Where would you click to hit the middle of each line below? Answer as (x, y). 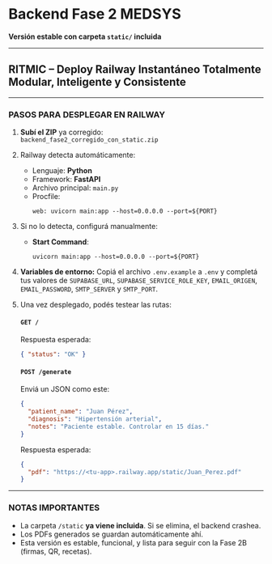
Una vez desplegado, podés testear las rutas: (96, 305)
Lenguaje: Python (62, 171)
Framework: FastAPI (66, 180)
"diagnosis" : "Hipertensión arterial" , (95, 419)
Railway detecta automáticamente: (78, 155)
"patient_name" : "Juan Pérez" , (81, 412)
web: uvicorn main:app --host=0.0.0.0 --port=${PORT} (125, 211)
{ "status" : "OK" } (53, 354)
